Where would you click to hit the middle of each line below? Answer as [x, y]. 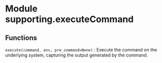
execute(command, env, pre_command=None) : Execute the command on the [81, 50]
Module [21, 9]
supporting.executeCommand [69, 19]
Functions [21, 38]
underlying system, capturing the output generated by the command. [76, 55]
